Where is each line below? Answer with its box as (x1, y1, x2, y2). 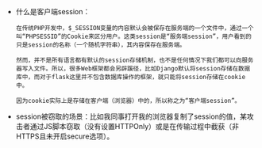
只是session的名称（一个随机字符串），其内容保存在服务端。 (15, 41, 187, 49)
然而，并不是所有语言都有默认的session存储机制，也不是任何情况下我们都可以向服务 (15, 56, 254, 64)
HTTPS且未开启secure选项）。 (15, 131, 114, 141)
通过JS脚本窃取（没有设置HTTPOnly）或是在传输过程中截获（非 (29, 122, 240, 131)
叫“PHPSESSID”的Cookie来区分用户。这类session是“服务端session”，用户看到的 (15, 32, 252, 40)
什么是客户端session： (15, 7, 91, 16)
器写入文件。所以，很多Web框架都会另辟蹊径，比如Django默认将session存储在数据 (15, 65, 251, 73)
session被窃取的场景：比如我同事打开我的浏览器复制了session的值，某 (15, 112, 248, 121)
